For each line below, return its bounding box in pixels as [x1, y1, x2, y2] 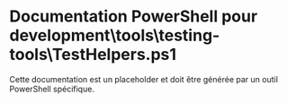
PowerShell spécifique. [9, 83, 94, 94]
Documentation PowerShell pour [9, 6, 258, 27]
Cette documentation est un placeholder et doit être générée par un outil [9, 73, 279, 84]
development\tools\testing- [9, 25, 220, 46]
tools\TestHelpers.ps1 [9, 45, 177, 64]
